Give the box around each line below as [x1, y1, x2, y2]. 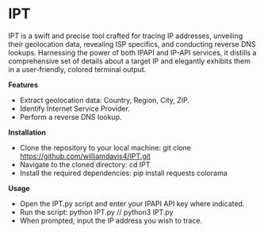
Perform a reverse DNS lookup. [19, 112, 122, 121]
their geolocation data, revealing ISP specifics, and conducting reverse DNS [8, 39, 256, 48]
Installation [8, 128, 46, 137]
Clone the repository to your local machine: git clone [19, 143, 192, 152]
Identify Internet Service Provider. [19, 104, 131, 113]
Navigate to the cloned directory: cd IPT [19, 159, 151, 169]
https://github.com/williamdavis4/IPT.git [19, 151, 151, 161]
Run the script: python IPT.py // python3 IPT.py [19, 207, 174, 216]
